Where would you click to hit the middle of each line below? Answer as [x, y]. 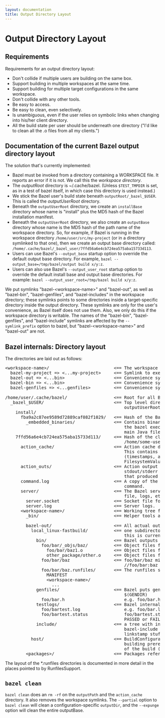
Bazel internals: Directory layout [55, 347]
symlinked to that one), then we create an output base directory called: [84, 243]
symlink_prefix [21, 326]
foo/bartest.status [65, 615]
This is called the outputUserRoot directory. [56, 201]
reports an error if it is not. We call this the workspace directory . [77, 180]
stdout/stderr [141, 472]
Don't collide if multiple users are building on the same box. [72, 78]
